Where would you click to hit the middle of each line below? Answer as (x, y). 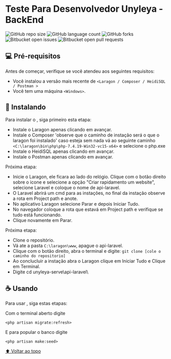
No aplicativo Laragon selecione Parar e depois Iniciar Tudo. (76, 204)
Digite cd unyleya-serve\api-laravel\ (50, 272)
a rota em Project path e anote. (45, 198)
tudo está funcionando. (37, 215)
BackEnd (25, 20)
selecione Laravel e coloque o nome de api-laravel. (66, 187)
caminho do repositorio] (39, 256)
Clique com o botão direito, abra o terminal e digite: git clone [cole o (87, 251)
